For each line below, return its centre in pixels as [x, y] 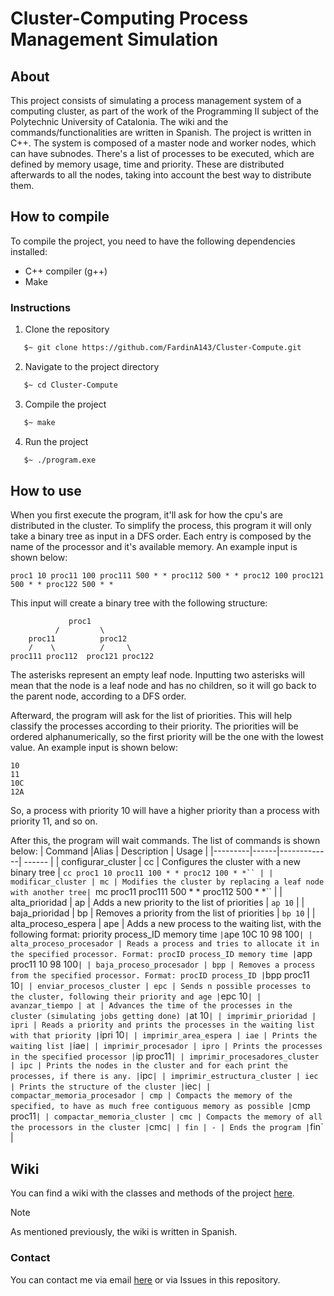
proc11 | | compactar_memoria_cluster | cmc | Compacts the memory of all [166, 1116]
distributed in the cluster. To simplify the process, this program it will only [161, 526]
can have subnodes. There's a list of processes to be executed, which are [162, 153]
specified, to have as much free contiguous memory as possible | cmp [160, 1106]
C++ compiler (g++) [66, 271]
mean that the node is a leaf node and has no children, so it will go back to [163, 686]
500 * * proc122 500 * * [62, 585]
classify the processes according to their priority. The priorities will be [154, 726]
